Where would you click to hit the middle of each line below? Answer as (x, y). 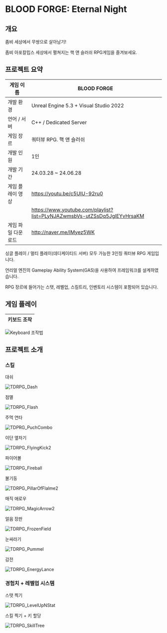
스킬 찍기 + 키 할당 (23, 616)
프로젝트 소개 (24, 350)
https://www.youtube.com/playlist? (72, 210)
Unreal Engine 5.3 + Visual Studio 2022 (78, 105)
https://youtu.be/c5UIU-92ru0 (67, 193)
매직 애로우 (16, 499)
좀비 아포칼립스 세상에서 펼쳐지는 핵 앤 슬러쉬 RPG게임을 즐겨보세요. (71, 52)
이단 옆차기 (16, 438)
